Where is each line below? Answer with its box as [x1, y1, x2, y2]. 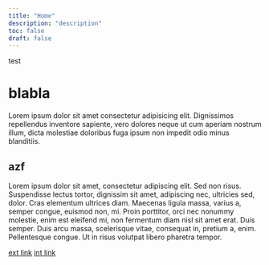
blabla [8, 84, 51, 103]
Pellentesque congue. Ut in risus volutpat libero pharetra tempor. [8, 232, 222, 242]
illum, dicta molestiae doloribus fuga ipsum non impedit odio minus [8, 128, 230, 137]
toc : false [8, 26, 45, 35]
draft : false [8, 34, 52, 43]
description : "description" [8, 19, 103, 27]
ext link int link [8, 248, 56, 257]
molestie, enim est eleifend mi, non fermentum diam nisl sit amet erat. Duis [8, 215, 255, 225]
